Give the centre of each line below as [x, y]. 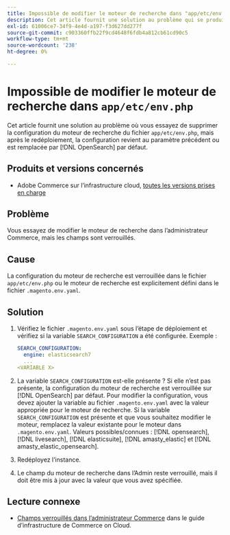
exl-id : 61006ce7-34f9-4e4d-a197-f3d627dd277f [75, 26]
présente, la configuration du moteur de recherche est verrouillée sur [114, 388]
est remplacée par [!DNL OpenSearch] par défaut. [78, 147]
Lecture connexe [44, 501]
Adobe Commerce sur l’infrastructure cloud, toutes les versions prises [116, 185]
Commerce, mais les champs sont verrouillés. [71, 238]
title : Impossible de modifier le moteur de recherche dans [95, 13]
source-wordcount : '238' [42, 45]
